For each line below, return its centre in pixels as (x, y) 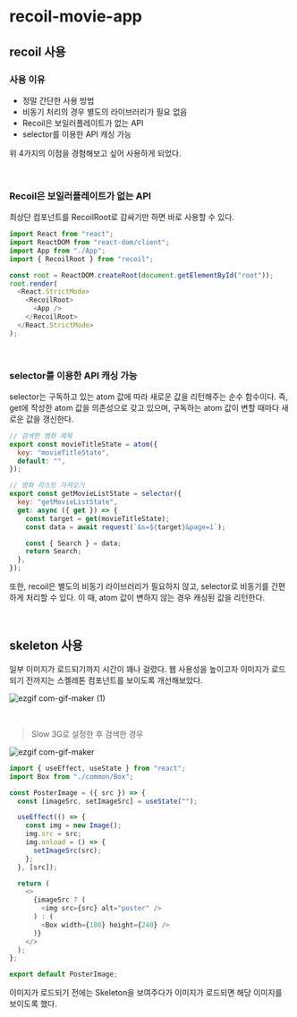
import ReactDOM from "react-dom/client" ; (89, 243)
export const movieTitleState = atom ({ (84, 444)
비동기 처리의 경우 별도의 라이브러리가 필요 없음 (105, 111)
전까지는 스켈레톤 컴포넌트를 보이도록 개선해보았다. (114, 680)
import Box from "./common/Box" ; (72, 776)
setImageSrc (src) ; (67, 850)
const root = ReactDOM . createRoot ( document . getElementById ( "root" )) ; (142, 275)
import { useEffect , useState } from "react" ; (98, 768)
